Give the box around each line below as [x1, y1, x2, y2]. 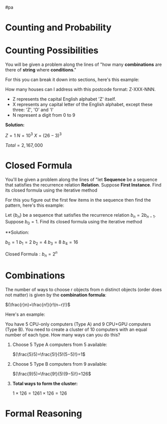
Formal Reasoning [5, 407, 82, 419]
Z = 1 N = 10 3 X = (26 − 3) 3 [5, 132, 62, 138]
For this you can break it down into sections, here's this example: [5, 76, 139, 82]
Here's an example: [5, 311, 45, 317]
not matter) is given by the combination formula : [5, 292, 107, 298]
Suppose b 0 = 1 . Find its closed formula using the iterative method [5, 218, 142, 226]
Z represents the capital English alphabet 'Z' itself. [12, 96, 116, 102]
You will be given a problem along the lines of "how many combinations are [5, 61, 162, 67]
